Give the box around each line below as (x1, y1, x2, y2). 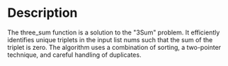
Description (7, 5, 78, 21)
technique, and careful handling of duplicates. (7, 51, 142, 59)
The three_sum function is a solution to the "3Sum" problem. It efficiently (7, 28, 220, 37)
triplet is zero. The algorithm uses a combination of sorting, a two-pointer (7, 43, 222, 51)
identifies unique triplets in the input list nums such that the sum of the (7, 35, 213, 44)
